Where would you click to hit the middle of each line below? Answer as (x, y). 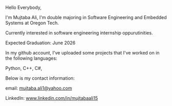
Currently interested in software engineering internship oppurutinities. (79, 33)
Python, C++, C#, (24, 68)
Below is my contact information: (40, 78)
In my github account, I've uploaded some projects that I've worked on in (83, 53)
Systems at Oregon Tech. (32, 23)
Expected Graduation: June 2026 (41, 43)
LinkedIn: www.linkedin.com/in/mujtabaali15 (52, 98)
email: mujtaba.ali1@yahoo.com (39, 88)
